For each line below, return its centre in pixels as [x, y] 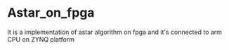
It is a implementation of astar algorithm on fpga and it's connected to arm [115, 32]
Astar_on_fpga [51, 13]
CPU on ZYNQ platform [41, 39]
